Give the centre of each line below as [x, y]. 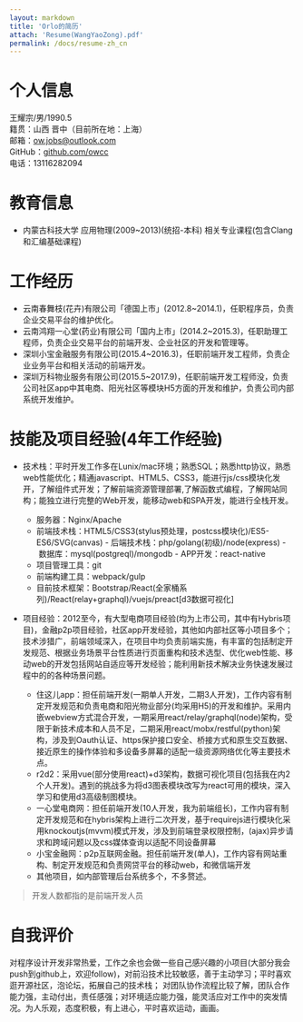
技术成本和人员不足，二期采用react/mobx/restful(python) [166, 729]
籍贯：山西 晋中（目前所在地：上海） [78, 129]
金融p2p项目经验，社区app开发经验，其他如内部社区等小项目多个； [167, 630]
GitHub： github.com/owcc [59, 152]
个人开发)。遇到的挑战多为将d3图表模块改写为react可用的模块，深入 [163, 785]
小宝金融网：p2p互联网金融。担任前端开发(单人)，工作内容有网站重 [161, 853]
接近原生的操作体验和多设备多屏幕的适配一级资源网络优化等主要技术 [163, 751]
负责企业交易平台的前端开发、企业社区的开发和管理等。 [150, 342]
